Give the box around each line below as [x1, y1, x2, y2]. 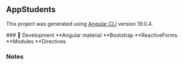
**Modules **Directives [6, 37, 66, 45]
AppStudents [6, 5, 56, 15]
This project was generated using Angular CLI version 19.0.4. [6, 20, 154, 27]
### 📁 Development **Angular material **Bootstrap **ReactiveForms [6, 32, 178, 39]
